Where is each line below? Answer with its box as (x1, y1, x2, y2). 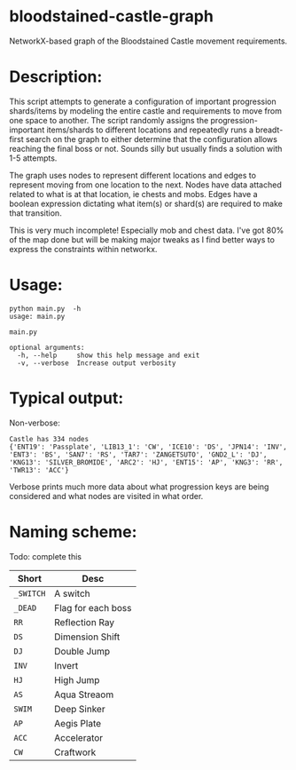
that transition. (9, 207, 62, 218)
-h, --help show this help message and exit (17, 351, 200, 360)
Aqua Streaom (54, 688, 114, 701)
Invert (54, 659, 79, 671)
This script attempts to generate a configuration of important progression (9, 96, 277, 107)
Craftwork (54, 746, 97, 758)
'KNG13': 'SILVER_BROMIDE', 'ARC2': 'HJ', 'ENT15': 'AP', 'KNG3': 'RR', (9, 457, 284, 467)
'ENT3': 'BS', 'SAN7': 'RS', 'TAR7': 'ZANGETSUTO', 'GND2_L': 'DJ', (9, 450, 268, 459)
